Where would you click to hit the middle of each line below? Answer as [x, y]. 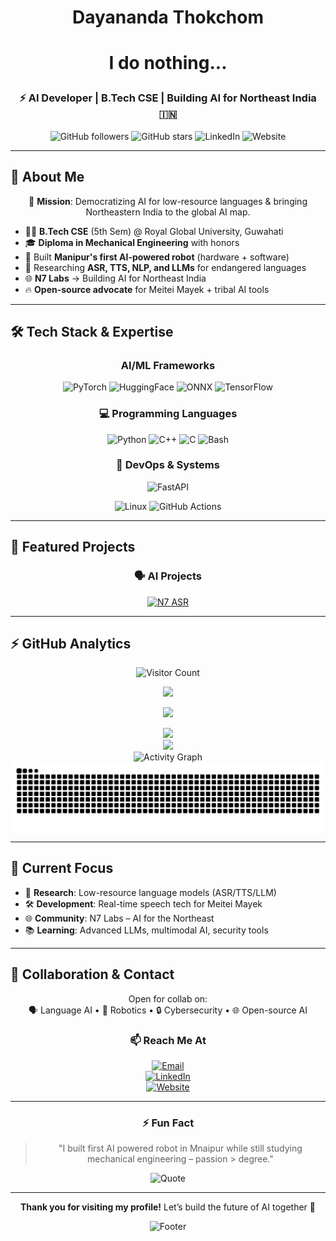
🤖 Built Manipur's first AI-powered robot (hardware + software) [157, 257]
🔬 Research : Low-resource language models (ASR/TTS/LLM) [150, 892]
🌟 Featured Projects [73, 547]
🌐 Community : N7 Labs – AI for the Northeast [119, 918]
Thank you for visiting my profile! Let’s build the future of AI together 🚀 [168, 1207]
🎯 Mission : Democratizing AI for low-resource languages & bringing [168, 201]
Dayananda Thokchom [168, 17]
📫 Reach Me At [168, 1040]
